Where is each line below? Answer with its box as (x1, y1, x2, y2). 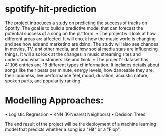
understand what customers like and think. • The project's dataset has (5, 56, 149, 62)
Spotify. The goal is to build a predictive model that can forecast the (5, 25, 143, 31)
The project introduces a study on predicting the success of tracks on (5, 20, 147, 26)
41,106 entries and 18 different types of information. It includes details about (5, 62, 160, 68)
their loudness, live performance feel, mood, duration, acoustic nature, (5, 72, 149, 78)
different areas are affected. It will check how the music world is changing (5, 36, 156, 42)
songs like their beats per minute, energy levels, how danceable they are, (5, 67, 154, 73)
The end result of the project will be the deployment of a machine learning (5, 121, 157, 127)
